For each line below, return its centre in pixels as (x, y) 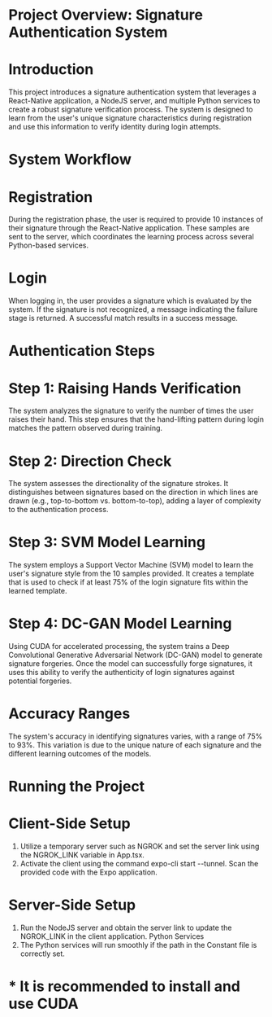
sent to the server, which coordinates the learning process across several (131, 237)
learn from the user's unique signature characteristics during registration (130, 118)
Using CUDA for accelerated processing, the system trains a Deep (119, 647)
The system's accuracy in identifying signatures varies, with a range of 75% (136, 736)
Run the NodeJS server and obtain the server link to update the (126, 928)
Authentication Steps (82, 351)
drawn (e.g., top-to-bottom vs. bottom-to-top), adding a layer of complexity (135, 501)
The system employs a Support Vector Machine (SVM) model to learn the (131, 565)
